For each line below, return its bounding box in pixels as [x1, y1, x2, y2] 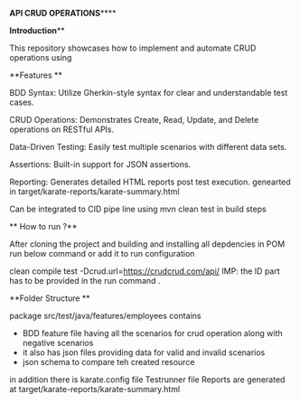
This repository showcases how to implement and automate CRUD [9, 42, 257, 53]
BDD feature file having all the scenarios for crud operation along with [22, 328, 283, 338]
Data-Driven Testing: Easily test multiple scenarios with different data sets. [9, 142, 287, 152]
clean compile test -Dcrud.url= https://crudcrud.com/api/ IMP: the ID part [9, 266, 280, 276]
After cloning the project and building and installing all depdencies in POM [9, 239, 286, 249]
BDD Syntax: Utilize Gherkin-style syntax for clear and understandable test [9, 88, 288, 98]
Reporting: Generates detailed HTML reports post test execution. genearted [9, 176, 291, 187]
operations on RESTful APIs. [9, 124, 115, 135]
